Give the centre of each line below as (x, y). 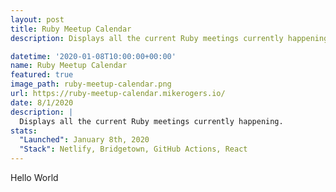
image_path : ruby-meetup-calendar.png (91, 84)
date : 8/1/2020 (42, 102)
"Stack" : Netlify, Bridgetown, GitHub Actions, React (133, 149)
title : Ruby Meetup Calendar (71, 29)
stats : (24, 131)
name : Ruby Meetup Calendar (69, 66)
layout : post (37, 19)
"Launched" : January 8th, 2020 (84, 140)
